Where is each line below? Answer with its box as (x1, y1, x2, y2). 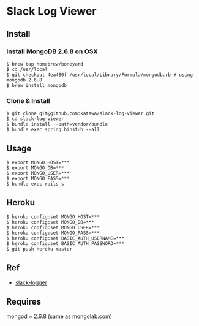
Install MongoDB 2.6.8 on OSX (6, 47, 98, 56)
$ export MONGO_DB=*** (6, 164, 64, 171)
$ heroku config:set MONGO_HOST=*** (6, 213, 100, 220)
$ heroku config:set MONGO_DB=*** (6, 219, 95, 225)
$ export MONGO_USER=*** (6, 170, 70, 176)
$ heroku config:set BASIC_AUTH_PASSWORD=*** (6, 240, 124, 246)
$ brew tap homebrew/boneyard (6, 61, 84, 67)
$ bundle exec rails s (6, 181, 64, 187)
